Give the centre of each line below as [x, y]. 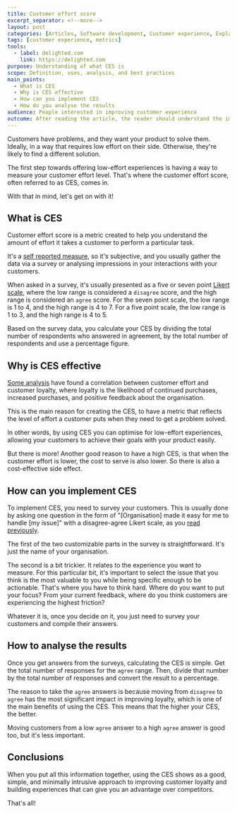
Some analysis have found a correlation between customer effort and [108, 383]
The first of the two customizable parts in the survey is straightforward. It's [116, 544]
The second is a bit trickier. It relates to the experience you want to [104, 566]
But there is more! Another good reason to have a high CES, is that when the [118, 454]
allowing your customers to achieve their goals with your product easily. [112, 440]
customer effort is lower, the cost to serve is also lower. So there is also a [114, 461]
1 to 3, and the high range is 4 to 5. [57, 315]
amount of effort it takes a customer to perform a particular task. [101, 243]
